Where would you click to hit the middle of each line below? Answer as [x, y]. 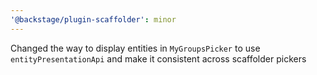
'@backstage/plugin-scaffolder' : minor [93, 19]
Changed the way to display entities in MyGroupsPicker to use [135, 48]
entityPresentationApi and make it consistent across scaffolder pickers [158, 58]
